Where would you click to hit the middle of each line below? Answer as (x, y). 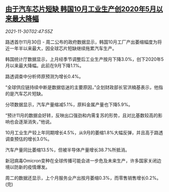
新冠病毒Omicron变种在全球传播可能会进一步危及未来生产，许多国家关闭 (81, 160)
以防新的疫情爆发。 (30, 167)
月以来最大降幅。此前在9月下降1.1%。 (45, 65)
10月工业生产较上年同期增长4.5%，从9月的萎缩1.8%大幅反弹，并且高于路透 (84, 132)
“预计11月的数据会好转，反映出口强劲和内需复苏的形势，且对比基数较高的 (82, 115)
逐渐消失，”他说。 (36, 122)
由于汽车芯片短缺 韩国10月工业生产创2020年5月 (81, 9)
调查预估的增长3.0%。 (29, 139)
